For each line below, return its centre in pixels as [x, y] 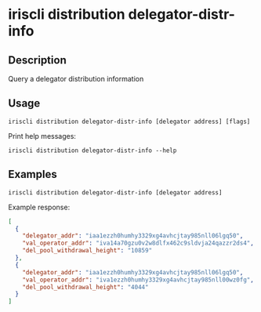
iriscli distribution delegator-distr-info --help [92, 151]
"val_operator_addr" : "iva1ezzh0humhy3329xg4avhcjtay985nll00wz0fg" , [138, 280]
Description [37, 60]
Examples [33, 174]
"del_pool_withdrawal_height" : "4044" [85, 287]
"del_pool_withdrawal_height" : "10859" [87, 251]
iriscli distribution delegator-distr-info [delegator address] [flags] [129, 122]
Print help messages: [42, 136]
